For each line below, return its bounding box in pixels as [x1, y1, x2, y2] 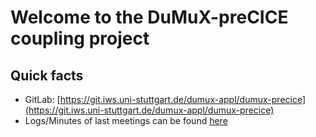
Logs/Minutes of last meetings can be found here [24, 115, 228, 126]
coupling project [10, 27, 150, 50]
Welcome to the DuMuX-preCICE [10, 6, 289, 29]
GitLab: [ [24, 94, 61, 105]
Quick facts [10, 67, 84, 84]
